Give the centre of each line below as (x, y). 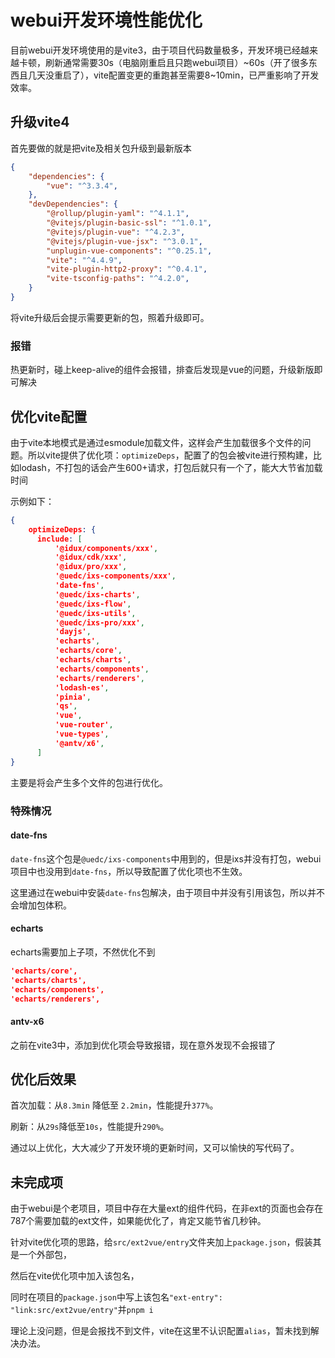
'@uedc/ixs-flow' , (93, 604)
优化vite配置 (49, 416)
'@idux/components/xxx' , (106, 548)
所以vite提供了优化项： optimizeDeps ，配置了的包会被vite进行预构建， (170, 455)
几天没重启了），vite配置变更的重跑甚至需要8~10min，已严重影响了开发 (173, 75)
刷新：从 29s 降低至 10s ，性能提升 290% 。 (90, 1127)
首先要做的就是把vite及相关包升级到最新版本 (101, 148)
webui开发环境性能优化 (106, 20)
